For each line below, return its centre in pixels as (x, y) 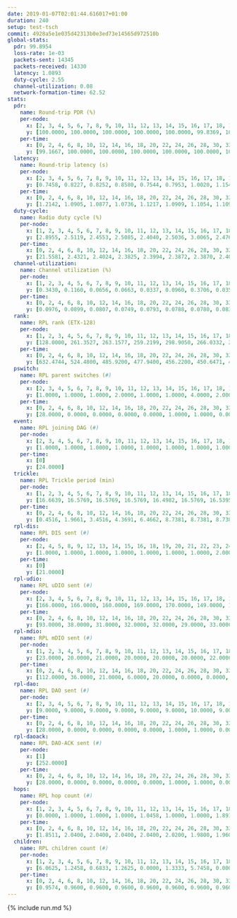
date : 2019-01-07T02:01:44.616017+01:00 (68, 14)
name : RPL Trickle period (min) (67, 481)
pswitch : (26, 369)
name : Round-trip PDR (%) (58, 112)
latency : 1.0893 (37, 73)
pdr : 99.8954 (33, 47)
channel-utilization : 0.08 (53, 86)
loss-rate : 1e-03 (39, 54)
